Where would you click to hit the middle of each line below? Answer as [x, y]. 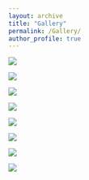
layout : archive [36, 16]
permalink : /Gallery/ [45, 31]
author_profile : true [45, 39]
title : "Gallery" [38, 24]
